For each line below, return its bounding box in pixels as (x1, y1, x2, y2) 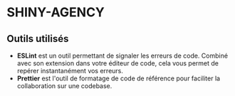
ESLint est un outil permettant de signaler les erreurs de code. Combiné (16, 51, 229, 60)
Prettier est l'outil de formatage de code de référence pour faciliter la (16, 74, 221, 82)
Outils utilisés (6, 33, 69, 45)
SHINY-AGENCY (6, 4, 105, 21)
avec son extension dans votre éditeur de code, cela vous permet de (16, 59, 219, 68)
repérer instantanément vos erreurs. (16, 67, 124, 75)
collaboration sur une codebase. (16, 82, 113, 90)
